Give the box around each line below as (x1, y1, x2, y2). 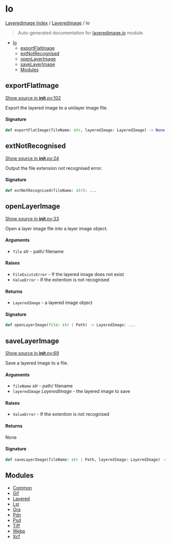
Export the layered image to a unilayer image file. (5, 105, 108, 111)
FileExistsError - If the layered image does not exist (12, 271, 124, 277)
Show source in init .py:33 (5, 216, 60, 222)
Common (12, 485, 32, 491)
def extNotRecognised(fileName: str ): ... (5, 188, 97, 193)
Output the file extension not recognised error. (5, 165, 103, 171)
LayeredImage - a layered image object (12, 299, 93, 306)
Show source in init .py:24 (5, 155, 60, 161)
